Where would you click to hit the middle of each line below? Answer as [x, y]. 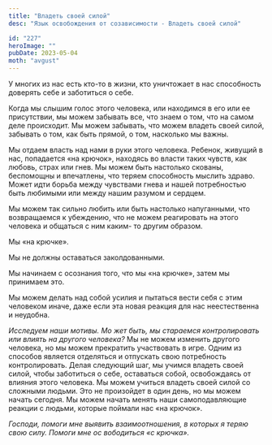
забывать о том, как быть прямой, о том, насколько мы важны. [119, 134]
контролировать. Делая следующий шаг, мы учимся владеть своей [126, 365]
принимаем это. [37, 282]
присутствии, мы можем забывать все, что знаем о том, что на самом [131, 117]
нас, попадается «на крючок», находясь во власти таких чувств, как [128, 158]
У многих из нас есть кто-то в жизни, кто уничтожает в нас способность [135, 84]
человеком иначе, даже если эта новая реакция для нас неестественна [134, 306]
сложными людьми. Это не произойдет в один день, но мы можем [125, 391]
